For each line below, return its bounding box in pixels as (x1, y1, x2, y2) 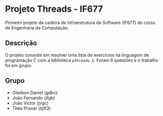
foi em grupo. (5, 62, 32, 68)
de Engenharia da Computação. (5, 24, 70, 30)
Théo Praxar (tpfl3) (12, 105, 51, 111)
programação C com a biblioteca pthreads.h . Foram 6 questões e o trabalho (5, 57, 159, 63)
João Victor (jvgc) (12, 100, 49, 106)
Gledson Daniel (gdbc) (12, 90, 58, 95)
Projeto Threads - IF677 (5, 3, 103, 15)
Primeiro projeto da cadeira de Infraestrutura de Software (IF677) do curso (5, 20, 156, 25)
